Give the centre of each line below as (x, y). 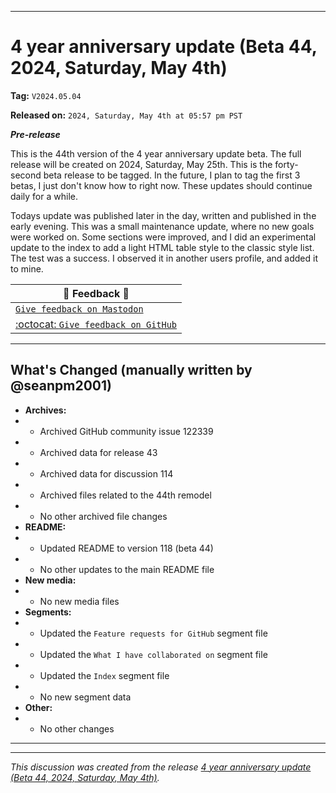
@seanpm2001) (61, 386)
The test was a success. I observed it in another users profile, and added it (164, 258)
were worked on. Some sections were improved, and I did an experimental (163, 237)
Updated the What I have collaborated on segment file (153, 654)
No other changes (77, 728)
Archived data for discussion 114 (106, 473)
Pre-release (35, 134)
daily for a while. (44, 196)
